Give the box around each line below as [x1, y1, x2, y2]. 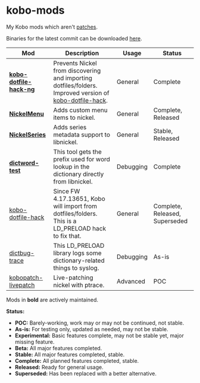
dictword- [9, 158, 39, 167]
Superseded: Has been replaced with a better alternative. [14, 370, 157, 377]
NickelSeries [9, 130, 46, 139]
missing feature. [14, 338, 55, 345]
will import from [53, 202, 97, 210]
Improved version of [53, 89, 110, 97]
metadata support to [53, 130, 111, 139]
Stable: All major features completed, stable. [14, 351, 125, 358]
